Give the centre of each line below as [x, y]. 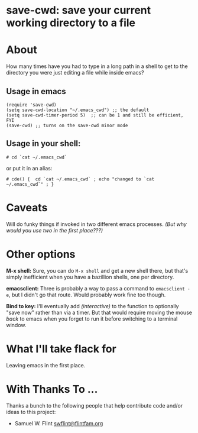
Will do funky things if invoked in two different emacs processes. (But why [97, 224]
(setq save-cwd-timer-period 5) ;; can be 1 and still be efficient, [95, 115]
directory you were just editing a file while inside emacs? [75, 73]
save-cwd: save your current [79, 10]
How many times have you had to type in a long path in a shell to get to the [97, 66]
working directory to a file [71, 23]
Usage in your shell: [43, 143]
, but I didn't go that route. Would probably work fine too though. [87, 295]
